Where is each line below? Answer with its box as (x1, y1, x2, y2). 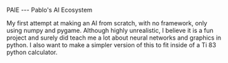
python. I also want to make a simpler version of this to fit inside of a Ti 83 (6, 41, 216, 49)
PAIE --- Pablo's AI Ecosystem (6, 6, 93, 14)
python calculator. (6, 48, 58, 56)
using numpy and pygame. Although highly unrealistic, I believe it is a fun (6, 27, 214, 34)
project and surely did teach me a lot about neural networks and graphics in (6, 34, 222, 42)
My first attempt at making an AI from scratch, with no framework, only (6, 19, 207, 27)
